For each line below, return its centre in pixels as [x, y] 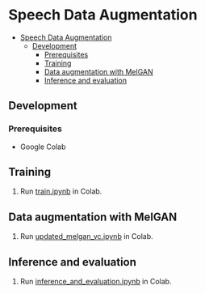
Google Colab [43, 147]
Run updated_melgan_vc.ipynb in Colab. [86, 236]
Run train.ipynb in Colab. [61, 191]
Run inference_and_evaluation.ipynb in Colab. [96, 282]
